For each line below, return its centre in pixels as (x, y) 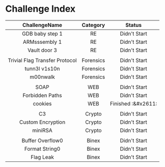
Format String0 (42, 149)
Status (133, 25)
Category (93, 25)
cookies (42, 103)
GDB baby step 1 (42, 34)
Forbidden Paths (42, 95)
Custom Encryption (43, 122)
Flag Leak (42, 157)
